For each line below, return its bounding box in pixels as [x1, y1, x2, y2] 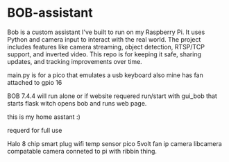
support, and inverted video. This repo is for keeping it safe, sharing [7, 50, 201, 58]
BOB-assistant [7, 5, 93, 21]
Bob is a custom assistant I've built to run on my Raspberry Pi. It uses [7, 28, 205, 36]
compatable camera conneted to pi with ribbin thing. [7, 147, 158, 155]
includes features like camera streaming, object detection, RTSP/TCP [7, 42, 205, 51]
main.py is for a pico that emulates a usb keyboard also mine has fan [7, 71, 203, 79]
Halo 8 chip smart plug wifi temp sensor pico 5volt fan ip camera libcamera [7, 139, 222, 147]
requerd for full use [7, 126, 62, 134]
